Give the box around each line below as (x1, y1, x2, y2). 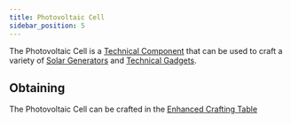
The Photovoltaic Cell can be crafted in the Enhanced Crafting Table (9, 104, 258, 115)
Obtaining (9, 81, 66, 96)
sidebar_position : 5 (9, 21, 86, 30)
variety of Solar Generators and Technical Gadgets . (9, 55, 197, 65)
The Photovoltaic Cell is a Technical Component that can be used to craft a (9, 45, 283, 56)
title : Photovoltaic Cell (9, 12, 105, 22)
